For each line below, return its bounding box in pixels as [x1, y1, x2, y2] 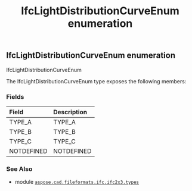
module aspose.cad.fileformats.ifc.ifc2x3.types [14, 179, 139, 186]
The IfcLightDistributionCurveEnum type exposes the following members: [6, 77, 187, 84]
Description [53, 108, 88, 116]
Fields [6, 92, 24, 101]
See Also [6, 165, 33, 173]
